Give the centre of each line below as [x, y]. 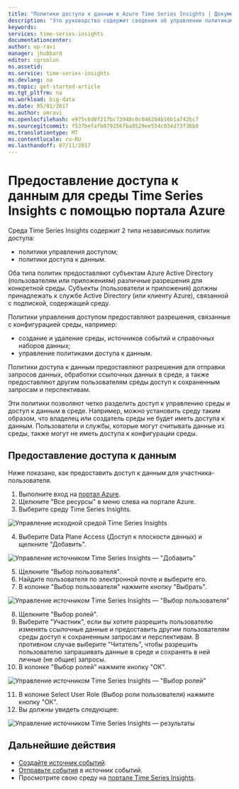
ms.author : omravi [35, 113]
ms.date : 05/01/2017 [39, 106]
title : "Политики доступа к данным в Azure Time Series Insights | [110, 14]
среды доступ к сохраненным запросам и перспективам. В [109, 637]
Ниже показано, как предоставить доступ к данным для [94, 473]
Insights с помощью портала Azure [117, 211]
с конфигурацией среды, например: [63, 325]
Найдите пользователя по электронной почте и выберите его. [113, 579]
